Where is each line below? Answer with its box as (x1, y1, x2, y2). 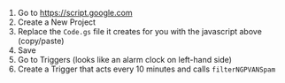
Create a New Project (17, 17, 96, 27)
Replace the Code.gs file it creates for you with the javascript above (17, 26, 263, 36)
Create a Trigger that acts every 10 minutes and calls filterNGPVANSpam (17, 64, 276, 74)
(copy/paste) (17, 35, 65, 46)
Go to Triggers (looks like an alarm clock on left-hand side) (17, 55, 233, 64)
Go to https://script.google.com (17, 8, 133, 18)
